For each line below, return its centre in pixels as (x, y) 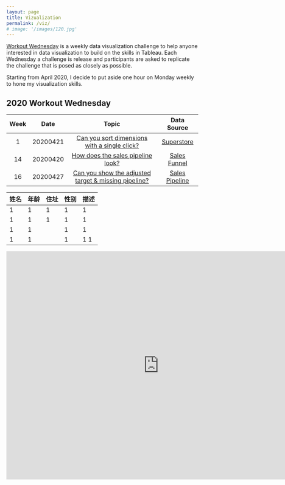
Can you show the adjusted (112, 173)
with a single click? (112, 145)
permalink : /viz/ (28, 23)
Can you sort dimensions (112, 138)
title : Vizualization (34, 18)
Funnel (178, 163)
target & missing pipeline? (112, 181)
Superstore (178, 142)
